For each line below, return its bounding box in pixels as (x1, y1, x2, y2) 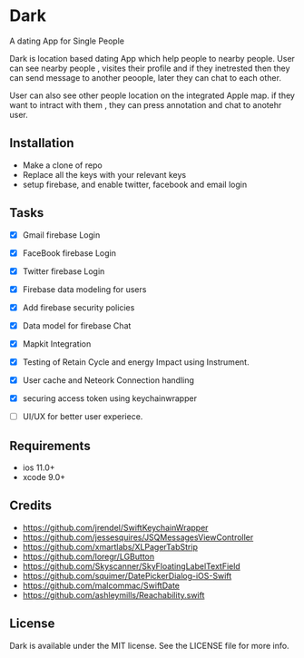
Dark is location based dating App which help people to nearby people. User (9, 53, 295, 64)
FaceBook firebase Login (22, 247, 116, 259)
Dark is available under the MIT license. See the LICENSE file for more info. (9, 640, 289, 651)
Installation (9, 135, 74, 151)
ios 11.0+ (22, 462, 56, 473)
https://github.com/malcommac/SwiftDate (22, 580, 180, 591)
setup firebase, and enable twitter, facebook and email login (22, 179, 248, 190)
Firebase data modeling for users (22, 283, 147, 295)
